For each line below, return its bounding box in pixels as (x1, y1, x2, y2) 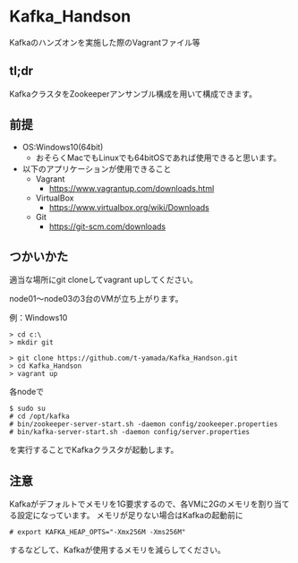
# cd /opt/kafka (9, 412, 70, 422)
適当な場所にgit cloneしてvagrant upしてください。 (9, 275, 199, 286)
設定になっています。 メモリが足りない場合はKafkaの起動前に (16, 510, 243, 521)
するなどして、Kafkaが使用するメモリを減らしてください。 (9, 544, 226, 556)
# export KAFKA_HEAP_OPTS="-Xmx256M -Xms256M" (9, 528, 186, 537)
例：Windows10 (9, 312, 68, 323)
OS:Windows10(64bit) (21, 141, 104, 152)
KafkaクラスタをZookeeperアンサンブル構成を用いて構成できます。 (9, 88, 258, 99)
